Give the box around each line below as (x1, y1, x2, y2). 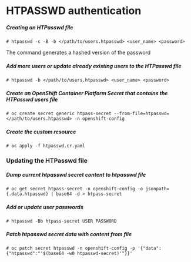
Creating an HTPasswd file (6, 23, 73, 31)
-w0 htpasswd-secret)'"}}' (66, 250, 133, 256)
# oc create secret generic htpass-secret (6, 110, 112, 117)
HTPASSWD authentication (6, 4, 142, 18)
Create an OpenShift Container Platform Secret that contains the (6, 89, 168, 96)
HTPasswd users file (6, 96, 58, 103)
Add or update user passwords (6, 203, 83, 210)
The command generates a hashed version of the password (6, 49, 151, 56)
